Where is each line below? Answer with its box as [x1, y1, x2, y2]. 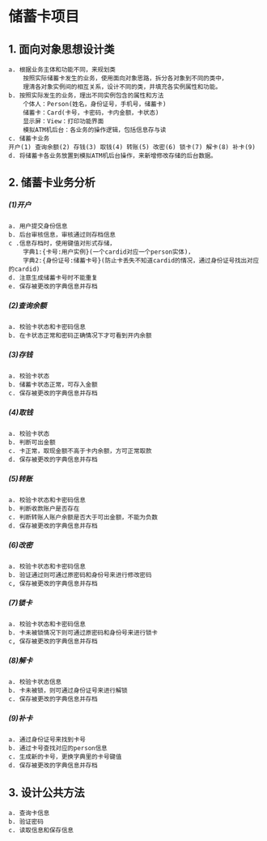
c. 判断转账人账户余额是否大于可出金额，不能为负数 [8, 514, 158, 522]
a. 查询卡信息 [8, 809, 50, 817]
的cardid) [8, 265, 40, 274]
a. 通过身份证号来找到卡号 [8, 736, 87, 744]
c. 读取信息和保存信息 [8, 826, 74, 835]
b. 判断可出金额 [8, 438, 56, 446]
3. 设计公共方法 [8, 785, 85, 799]
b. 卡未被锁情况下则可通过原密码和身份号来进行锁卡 [8, 629, 158, 637]
